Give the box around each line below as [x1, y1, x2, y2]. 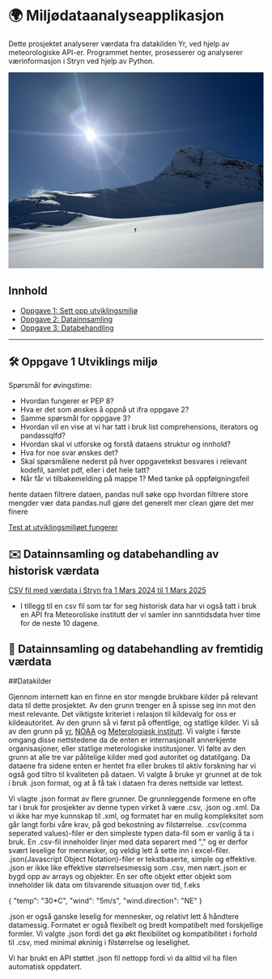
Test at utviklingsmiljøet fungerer [8, 523, 118, 533]
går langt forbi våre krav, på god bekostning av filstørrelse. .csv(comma [8, 820, 247, 830]
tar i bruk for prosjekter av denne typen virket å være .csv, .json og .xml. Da [8, 803, 261, 813]
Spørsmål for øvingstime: [8, 381, 92, 390]
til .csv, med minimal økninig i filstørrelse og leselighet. [8, 938, 191, 947]
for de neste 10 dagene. [19, 619, 100, 628]
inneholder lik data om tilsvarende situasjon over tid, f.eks [8, 880, 201, 890]
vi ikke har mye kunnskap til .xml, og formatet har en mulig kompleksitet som [8, 811, 264, 821]
